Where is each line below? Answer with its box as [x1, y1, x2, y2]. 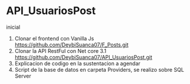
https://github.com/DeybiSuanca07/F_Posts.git [14, 41, 129, 48]
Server [14, 72, 31, 79]
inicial [6, 23, 21, 31]
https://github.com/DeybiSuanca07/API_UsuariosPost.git [14, 53, 152, 61]
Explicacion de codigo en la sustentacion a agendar [14, 60, 140, 67]
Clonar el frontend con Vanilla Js [14, 35, 94, 42]
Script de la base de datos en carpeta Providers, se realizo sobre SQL [14, 66, 185, 73]
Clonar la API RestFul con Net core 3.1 [14, 47, 107, 54]
